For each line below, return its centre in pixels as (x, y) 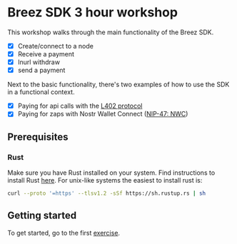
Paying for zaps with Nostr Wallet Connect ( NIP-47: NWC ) (103, 114)
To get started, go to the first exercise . (64, 233)
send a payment (41, 70)
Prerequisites (38, 137)
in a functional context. (41, 92)
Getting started (42, 216)
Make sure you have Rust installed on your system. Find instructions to (111, 173)
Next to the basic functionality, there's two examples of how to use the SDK (118, 85)
